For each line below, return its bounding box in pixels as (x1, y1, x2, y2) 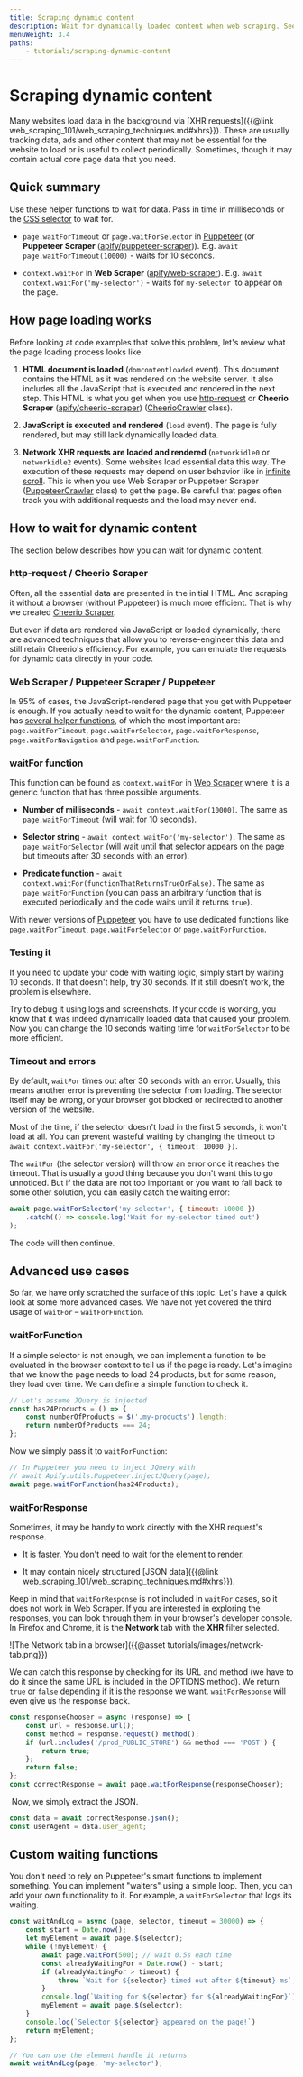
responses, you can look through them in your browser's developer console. (9, 1613, 293, 1623)
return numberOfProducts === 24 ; (25, 1421, 151, 1430)
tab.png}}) (9, 1650, 48, 1660)
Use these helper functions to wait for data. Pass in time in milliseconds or (9, 204, 285, 215)
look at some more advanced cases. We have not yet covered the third (9, 1297, 272, 1308)
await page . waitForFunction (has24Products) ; (9, 1480, 179, 1489)
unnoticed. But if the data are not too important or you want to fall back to (9, 1177, 283, 1188)
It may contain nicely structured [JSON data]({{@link (22, 1567, 219, 1577)
